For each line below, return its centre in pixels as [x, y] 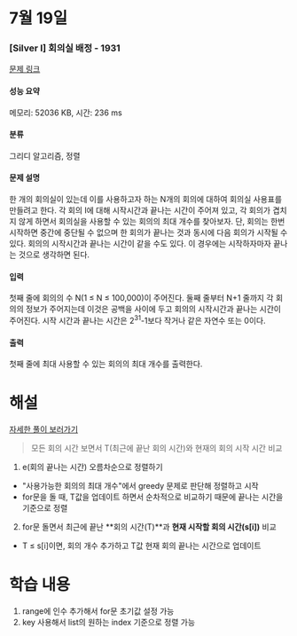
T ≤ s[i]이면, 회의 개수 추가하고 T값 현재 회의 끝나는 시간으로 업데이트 [141, 546]
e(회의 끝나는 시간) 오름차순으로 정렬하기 [92, 467]
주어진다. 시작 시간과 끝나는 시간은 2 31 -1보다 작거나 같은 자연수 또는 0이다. [137, 320]
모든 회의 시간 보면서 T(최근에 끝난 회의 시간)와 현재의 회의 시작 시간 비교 [156, 448]
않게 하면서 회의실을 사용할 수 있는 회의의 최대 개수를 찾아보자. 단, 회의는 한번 [152, 222]
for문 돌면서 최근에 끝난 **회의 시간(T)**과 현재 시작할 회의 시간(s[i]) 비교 [149, 527]
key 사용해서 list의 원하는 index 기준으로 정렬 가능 [109, 623]
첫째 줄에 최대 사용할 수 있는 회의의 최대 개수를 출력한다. [106, 364]
